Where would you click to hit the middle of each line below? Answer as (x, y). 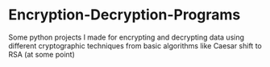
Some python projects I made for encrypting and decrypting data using (126, 37)
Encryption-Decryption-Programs (125, 15)
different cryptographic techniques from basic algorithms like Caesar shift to (135, 45)
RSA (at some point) (42, 54)
